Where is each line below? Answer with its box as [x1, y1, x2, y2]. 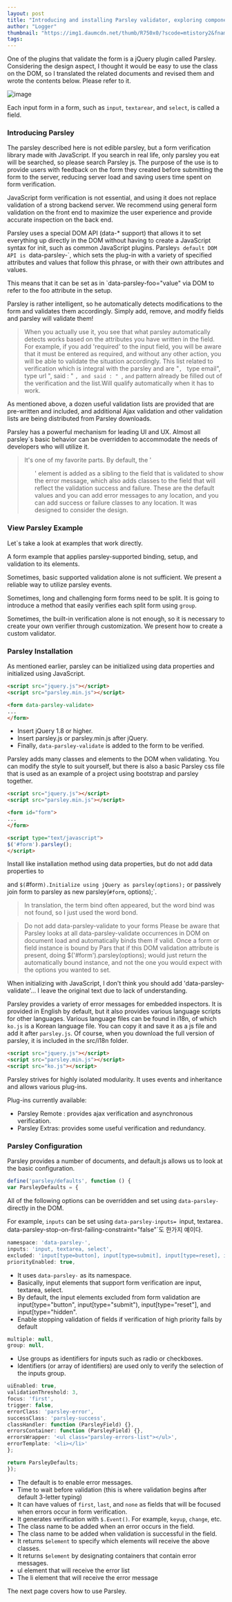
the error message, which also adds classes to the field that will [34, 477, 216, 485]
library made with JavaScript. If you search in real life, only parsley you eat [7, 151, 220, 159]
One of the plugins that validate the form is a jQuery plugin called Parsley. [7, 55, 217, 63]
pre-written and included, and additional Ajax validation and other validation [7, 407, 223, 416]
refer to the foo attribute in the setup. [7, 286, 113, 295]
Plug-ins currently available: [7, 1096, 87, 1104]
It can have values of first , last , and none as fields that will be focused [17, 1500, 221, 1508]
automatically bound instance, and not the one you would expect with [23, 959, 222, 967]
